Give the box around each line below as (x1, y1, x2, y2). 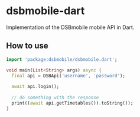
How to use (6, 41, 48, 51)
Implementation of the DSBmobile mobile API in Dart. (6, 24, 135, 31)
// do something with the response (11, 95, 99, 100)
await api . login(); (11, 84, 60, 90)
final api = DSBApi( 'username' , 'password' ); (11, 73, 126, 79)
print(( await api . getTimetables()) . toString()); (11, 100, 134, 106)
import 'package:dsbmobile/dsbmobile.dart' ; (6, 56, 118, 63)
